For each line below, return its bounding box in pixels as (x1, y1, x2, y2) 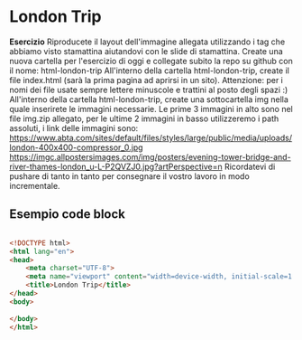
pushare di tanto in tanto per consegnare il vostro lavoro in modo (9, 170, 250, 182)
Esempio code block (9, 206, 126, 222)
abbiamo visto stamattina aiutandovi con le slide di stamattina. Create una (9, 45, 284, 56)
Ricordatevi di (224, 161, 276, 172)
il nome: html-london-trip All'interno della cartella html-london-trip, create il (9, 65, 290, 76)
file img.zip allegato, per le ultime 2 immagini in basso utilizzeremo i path (9, 113, 279, 124)
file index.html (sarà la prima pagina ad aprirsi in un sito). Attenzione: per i (9, 74, 284, 85)
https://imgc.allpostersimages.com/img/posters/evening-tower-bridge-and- (9, 151, 291, 162)
